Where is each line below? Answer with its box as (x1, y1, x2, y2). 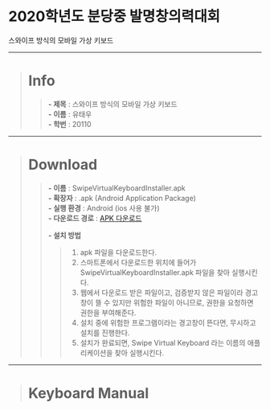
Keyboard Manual (27, 384, 149, 402)
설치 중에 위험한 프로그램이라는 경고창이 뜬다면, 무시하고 (80, 318, 256, 327)
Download (27, 156, 98, 174)
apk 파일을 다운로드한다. (80, 247, 157, 257)
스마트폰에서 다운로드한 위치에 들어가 (80, 257, 197, 267)
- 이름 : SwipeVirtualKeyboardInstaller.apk (47, 182, 186, 193)
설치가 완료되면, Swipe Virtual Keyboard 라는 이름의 (80, 338, 246, 347)
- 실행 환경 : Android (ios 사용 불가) (47, 203, 160, 213)
